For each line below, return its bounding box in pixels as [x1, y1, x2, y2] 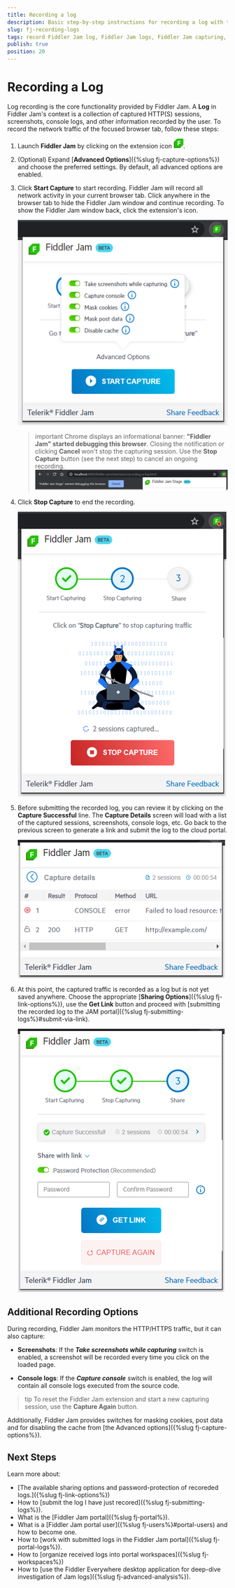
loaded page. [17, 1361, 56, 1369]
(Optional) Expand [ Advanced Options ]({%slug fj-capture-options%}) [17, 155, 220, 164]
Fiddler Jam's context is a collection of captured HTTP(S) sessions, [7, 109, 202, 118]
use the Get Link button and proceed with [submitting [66, 1000, 220, 1009]
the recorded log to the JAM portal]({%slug [17, 1008, 143, 1016]
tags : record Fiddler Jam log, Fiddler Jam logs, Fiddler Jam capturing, [7, 34, 227, 41]
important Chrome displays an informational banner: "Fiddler [34, 433, 211, 441]
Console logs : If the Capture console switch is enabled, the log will [17, 1374, 213, 1382]
